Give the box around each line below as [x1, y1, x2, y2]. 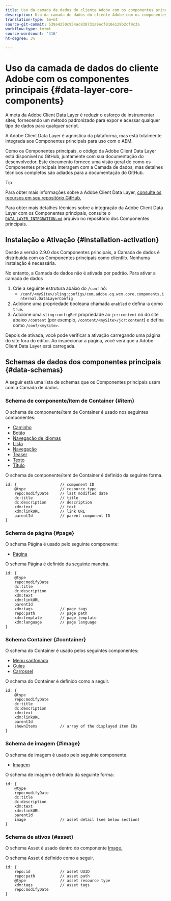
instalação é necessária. [5, 260, 56, 266]
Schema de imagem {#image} [5, 740, 80, 747]
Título [12, 462, 25, 468]
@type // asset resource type [14, 878, 110, 883]
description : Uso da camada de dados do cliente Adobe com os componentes [5, 12, 167, 17]
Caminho [12, 424, 32, 430]
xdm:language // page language [14, 620, 97, 625]
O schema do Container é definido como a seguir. [5, 678, 109, 684]
